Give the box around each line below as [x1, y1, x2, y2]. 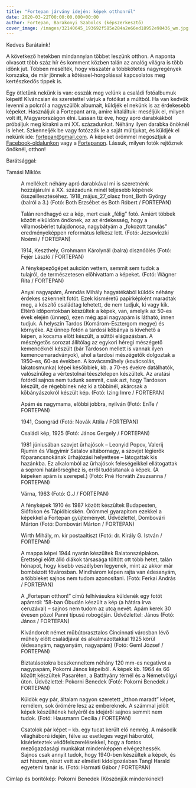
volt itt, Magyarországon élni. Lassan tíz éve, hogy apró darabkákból [6, 115, 172, 122]
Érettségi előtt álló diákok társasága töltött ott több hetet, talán [21, 556, 172, 563]
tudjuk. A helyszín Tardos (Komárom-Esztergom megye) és [21, 320, 165, 327]
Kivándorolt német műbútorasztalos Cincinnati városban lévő [21, 629, 169, 636]
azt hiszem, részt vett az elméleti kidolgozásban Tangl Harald [21, 757, 170, 765]
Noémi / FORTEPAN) [21, 236, 71, 243]
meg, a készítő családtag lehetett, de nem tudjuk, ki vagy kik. [21, 301, 169, 308]
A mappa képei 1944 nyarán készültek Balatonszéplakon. [21, 550, 159, 557]
